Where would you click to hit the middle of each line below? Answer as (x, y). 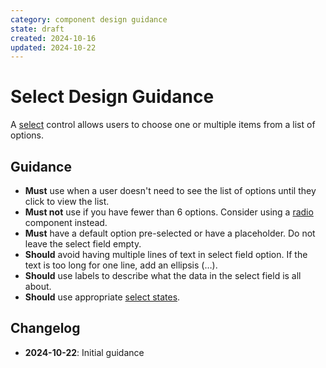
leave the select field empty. (83, 244)
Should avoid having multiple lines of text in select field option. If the (166, 254)
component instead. (66, 222)
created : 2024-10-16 (53, 38)
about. (38, 286)
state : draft (37, 29)
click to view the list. (67, 201)
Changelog (45, 328)
